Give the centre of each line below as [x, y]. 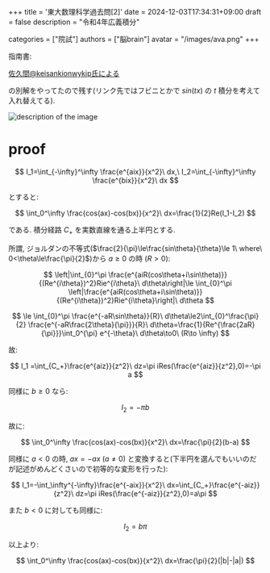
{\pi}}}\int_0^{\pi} [69, 333]
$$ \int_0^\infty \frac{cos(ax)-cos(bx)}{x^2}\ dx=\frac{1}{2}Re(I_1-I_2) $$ [135, 213]
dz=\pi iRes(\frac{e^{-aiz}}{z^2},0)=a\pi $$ [146, 493]
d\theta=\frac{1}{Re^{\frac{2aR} [202, 324]
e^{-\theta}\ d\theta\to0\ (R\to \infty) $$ [165, 333]
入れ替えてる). [32, 100]
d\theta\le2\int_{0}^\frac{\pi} [212, 316]
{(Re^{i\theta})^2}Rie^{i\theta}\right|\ [117, 300]
